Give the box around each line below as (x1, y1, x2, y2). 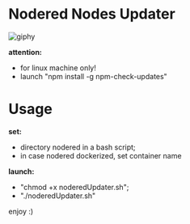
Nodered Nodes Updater (8, 5, 175, 23)
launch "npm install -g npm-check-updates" (19, 71, 167, 81)
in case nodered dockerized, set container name (19, 150, 182, 160)
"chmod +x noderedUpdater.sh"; (19, 182, 129, 192)
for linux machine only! (19, 62, 97, 73)
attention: (8, 47, 43, 57)
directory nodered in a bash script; (19, 142, 136, 152)
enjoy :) (8, 206, 34, 216)
